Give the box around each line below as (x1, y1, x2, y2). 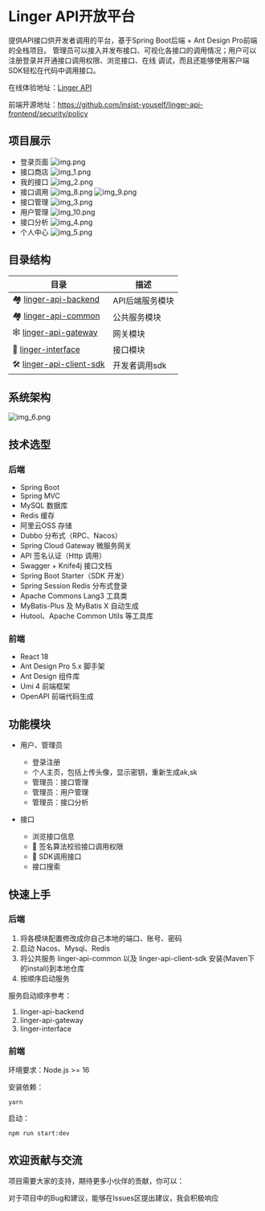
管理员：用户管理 (31, 788, 89, 797)
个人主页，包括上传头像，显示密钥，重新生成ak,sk (31, 767, 198, 777)
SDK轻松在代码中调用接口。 (8, 65, 100, 75)
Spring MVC (19, 491, 61, 501)
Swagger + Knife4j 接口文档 (19, 561, 112, 571)
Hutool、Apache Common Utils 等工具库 (19, 612, 154, 621)
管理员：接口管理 (31, 777, 89, 788)
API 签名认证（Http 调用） (19, 551, 107, 561)
